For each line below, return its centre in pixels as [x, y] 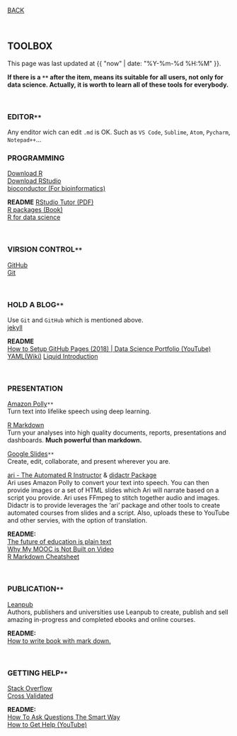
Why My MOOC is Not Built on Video [61, 550]
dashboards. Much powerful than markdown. [75, 440]
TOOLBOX [30, 46]
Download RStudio [34, 181]
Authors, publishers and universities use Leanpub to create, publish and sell [118, 612]
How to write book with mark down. [59, 640]
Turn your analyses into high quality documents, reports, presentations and [117, 433]
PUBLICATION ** [35, 589]
